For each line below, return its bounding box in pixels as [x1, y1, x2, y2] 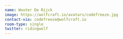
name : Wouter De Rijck [5, 7, 53, 13]
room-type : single [5, 21, 44, 27]
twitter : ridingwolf [5, 26, 49, 31]
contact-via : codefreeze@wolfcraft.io [5, 17, 87, 22]
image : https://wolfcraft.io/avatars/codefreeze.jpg [5, 12, 118, 17]
